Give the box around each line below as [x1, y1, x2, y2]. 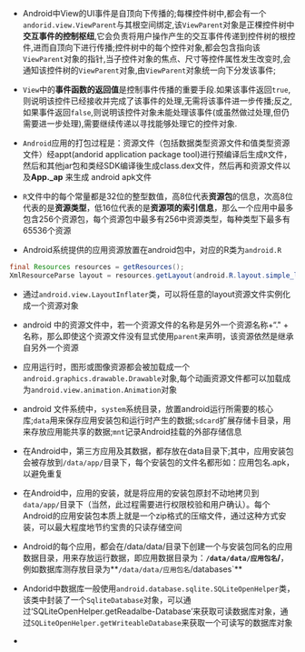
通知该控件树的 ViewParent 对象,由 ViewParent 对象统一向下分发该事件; [22, 65, 277, 75]
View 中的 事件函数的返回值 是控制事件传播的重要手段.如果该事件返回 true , [22, 85, 291, 95]
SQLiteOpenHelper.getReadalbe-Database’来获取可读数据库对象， [33, 606, 281, 617]
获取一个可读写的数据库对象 [189, 617, 293, 627]
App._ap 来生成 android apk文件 [30, 172, 152, 182]
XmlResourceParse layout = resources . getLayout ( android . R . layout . [9, 271, 266, 280]
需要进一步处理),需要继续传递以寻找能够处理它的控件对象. [22, 118, 238, 129]
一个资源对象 [30, 299, 79, 311]
